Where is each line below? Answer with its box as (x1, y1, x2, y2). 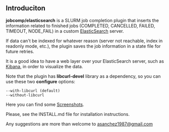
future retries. (6, 48, 34, 54)
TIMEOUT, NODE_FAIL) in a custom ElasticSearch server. (6, 28, 124, 34)
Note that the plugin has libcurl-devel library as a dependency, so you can (6, 73, 161, 79)
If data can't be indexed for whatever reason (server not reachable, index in (6, 38, 163, 44)
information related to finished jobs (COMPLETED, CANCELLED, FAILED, (6, 23, 155, 29)
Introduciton (6, 4, 46, 13)
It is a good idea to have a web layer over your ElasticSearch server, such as (6, 58, 164, 64)
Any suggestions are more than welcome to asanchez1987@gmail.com (6, 120, 153, 127)
